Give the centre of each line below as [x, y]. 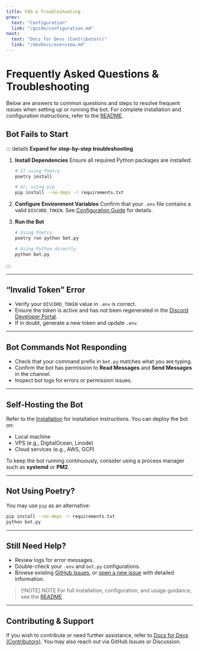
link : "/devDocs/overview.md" [49, 45]
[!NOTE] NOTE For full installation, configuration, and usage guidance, [106, 591]
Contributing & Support [50, 621]
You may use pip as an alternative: [48, 505]
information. [29, 579]
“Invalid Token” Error [46, 290]
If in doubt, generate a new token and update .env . [76, 323]
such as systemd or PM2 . [38, 467]
